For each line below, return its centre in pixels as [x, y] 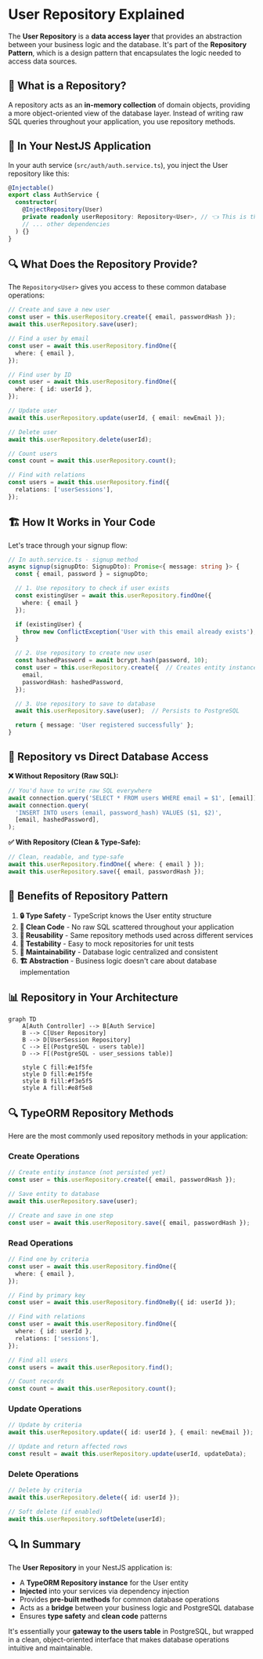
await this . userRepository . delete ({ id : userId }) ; [94, 1498]
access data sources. [43, 61]
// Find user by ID [40, 374]
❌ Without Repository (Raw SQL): [63, 775]
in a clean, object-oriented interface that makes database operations [119, 1639]
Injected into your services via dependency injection [104, 1591]
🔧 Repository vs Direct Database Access [108, 757]
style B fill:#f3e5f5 [57, 1081]
